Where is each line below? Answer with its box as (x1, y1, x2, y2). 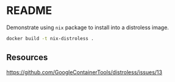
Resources (6, 52, 48, 63)
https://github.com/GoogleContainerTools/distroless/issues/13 (6, 68, 163, 76)
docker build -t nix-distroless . (6, 35, 95, 41)
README (6, 4, 52, 18)
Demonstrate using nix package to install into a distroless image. (6, 24, 170, 31)
